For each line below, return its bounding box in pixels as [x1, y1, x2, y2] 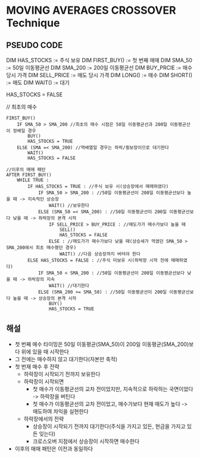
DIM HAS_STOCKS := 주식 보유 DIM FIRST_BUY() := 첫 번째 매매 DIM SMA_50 [6, 57, 192, 63]
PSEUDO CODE [6, 40, 63, 50]
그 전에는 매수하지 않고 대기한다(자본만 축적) [14, 355, 118, 362]
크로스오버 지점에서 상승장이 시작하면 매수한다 [32, 437, 140, 445]
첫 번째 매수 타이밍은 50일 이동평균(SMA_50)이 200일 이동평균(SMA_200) [14, 340, 189, 348]
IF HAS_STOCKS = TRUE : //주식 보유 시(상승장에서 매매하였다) [27, 183, 169, 189]
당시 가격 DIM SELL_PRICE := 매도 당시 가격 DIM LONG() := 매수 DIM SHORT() [6, 72, 193, 78]
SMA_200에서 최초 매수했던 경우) [6, 245, 77, 251]
